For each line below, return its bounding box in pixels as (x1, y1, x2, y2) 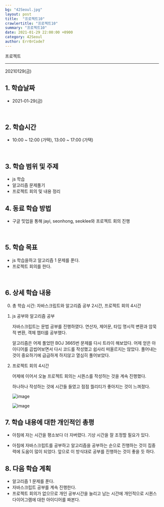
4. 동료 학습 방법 (5, 204, 51, 212)
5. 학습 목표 (5, 243, 38, 252)
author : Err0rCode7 (5, 39, 45, 44)
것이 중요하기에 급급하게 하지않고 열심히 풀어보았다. (12, 352, 110, 358)
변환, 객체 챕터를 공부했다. (17, 330, 67, 335)
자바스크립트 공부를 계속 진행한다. (12, 484, 77, 490)
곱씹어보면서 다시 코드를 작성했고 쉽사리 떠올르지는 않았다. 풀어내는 (29, 346, 157, 352)
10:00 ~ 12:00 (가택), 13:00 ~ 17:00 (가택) (12, 137, 94, 143)
